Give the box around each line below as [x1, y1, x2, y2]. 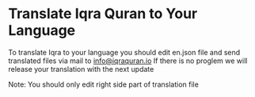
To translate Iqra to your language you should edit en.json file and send [8, 47, 241, 57]
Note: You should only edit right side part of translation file [8, 80, 200, 89]
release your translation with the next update [8, 64, 154, 73]
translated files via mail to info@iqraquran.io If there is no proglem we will [8, 56, 248, 65]
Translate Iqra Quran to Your [8, 5, 198, 23]
